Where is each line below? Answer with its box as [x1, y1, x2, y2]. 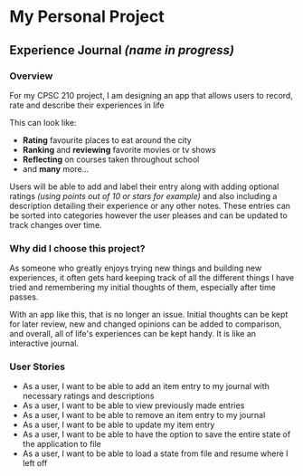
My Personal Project [9, 6, 165, 27]
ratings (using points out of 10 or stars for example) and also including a [9, 190, 278, 201]
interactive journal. [9, 338, 80, 349]
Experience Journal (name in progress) [9, 43, 235, 58]
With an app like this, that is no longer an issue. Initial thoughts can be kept [9, 309, 289, 320]
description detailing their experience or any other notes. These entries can [9, 200, 291, 211]
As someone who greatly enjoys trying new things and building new [9, 262, 262, 273]
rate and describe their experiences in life [9, 100, 165, 110]
